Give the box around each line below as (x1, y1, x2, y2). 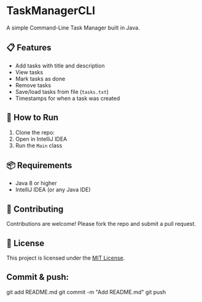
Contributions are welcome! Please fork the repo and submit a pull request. (6, 220, 196, 228)
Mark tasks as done (15, 75, 66, 82)
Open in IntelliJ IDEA (15, 135, 68, 142)
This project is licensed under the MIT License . (6, 254, 125, 261)
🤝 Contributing (6, 204, 64, 214)
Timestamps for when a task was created (15, 95, 120, 102)
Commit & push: (6, 272, 69, 282)
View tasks (15, 68, 44, 75)
